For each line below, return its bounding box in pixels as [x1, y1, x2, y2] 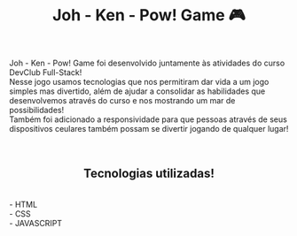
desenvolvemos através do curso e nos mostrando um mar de [9, 95, 236, 105]
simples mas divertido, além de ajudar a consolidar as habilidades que [9, 86, 266, 96]
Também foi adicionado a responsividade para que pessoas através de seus [9, 114, 288, 125]
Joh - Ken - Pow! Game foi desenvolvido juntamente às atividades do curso [9, 57, 285, 68]
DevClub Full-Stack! [9, 66, 82, 78]
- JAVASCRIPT [9, 217, 63, 228]
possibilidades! [9, 104, 65, 115]
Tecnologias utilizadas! [83, 166, 215, 181]
